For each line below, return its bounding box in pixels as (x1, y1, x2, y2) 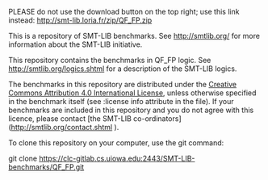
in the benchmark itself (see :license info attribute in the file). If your (8, 97, 234, 106)
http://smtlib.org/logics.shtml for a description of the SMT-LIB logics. (8, 64, 237, 73)
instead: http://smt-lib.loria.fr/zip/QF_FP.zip (8, 15, 153, 25)
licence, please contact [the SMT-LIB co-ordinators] (8, 114, 182, 123)
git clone (8, 153, 38, 163)
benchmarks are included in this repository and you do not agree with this (8, 105, 254, 115)
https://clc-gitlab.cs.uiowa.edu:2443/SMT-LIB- (39, 153, 195, 163)
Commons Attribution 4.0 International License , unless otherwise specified (8, 88, 257, 98)
